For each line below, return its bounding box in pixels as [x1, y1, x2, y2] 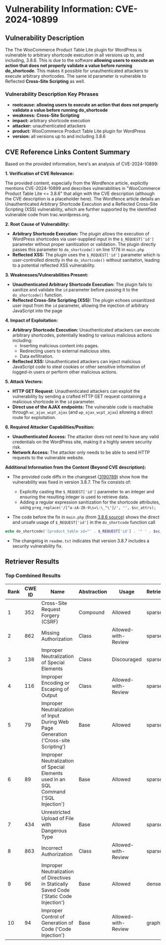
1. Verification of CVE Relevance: [5, 171, 74, 177]
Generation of [41, 919, 74, 926]
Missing [41, 629, 60, 636]
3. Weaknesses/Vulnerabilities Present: [5, 272, 89, 278]
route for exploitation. [12, 415, 56, 421]
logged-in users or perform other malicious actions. [12, 369, 118, 375]
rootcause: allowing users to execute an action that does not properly [12, 102, 159, 108]
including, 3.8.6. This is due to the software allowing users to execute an [5, 57, 154, 63]
